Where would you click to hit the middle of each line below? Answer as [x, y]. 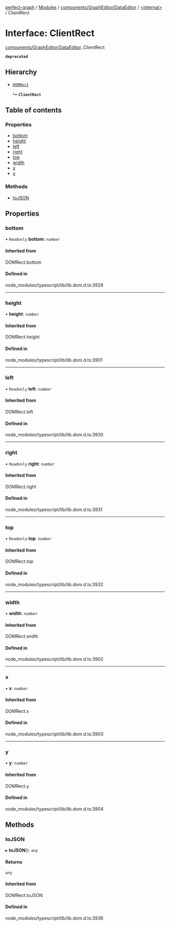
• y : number [17, 763]
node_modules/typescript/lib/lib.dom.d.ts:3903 [54, 734]
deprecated [17, 56]
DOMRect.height [23, 337]
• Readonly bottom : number [33, 239]
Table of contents [33, 110]
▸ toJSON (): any [22, 850]
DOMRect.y [17, 786]
